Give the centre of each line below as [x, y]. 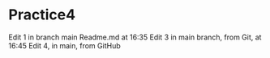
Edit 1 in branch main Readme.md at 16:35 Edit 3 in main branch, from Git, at [135, 37]
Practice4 [42, 15]
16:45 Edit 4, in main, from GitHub [64, 45]
